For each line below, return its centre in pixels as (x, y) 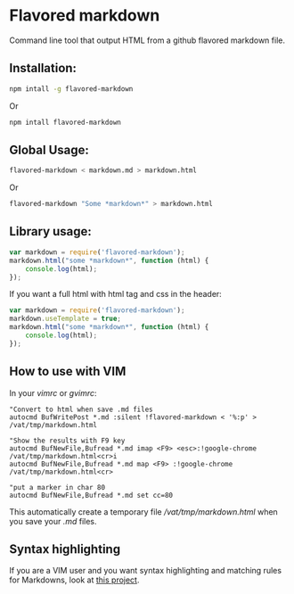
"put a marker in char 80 (57, 487)
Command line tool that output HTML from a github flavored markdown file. (147, 40)
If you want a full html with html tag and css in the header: (116, 294)
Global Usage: (49, 149)
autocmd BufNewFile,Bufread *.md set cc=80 (91, 495)
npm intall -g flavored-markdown (71, 89)
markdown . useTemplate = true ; (65, 319)
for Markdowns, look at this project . (74, 580)
